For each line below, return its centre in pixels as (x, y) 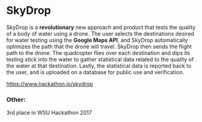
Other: (16, 99)
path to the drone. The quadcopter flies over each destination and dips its (98, 53)
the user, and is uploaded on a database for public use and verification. (95, 72)
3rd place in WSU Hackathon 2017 (49, 113)
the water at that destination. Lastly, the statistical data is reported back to (99, 66)
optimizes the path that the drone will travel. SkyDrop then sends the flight (99, 47)
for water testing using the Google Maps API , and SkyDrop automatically (97, 40)
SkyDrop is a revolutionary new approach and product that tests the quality (101, 27)
